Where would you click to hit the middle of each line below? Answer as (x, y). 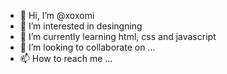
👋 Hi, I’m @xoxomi (57, 15)
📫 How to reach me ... (66, 58)
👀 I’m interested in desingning (81, 26)
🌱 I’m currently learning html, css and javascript (118, 36)
